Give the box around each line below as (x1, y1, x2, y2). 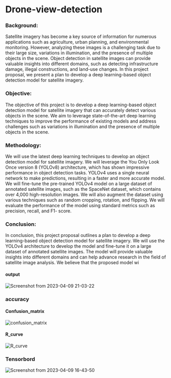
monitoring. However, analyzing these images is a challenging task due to (5, 45, 160, 51)
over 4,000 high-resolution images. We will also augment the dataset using (5, 191, 164, 198)
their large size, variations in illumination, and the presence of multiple (5, 50, 153, 56)
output (5, 271, 20, 277)
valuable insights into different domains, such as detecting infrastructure (5, 61, 159, 67)
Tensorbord (5, 355, 35, 363)
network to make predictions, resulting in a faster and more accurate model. (5, 175, 165, 182)
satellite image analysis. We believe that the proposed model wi (5, 260, 139, 266)
